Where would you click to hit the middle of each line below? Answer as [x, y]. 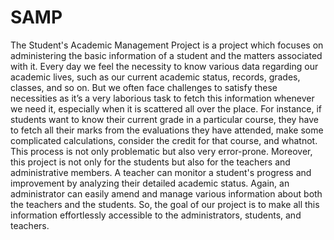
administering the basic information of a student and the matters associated [166, 55]
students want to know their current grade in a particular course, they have [165, 119]
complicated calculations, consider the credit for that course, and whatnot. [164, 140]
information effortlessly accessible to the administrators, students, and [156, 215]
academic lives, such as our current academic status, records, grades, [155, 77]
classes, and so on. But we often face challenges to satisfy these [144, 87]
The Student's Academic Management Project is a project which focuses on [167, 45]
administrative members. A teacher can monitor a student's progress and [161, 172]
